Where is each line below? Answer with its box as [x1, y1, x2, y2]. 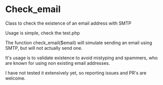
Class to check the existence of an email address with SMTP [5, 20, 132, 26]
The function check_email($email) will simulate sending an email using [5, 39, 152, 46]
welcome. [5, 75, 26, 81]
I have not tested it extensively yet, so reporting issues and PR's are [5, 69, 147, 76]
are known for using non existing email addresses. [5, 60, 110, 66]
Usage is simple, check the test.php [5, 30, 80, 36]
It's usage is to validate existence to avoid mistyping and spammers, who [5, 54, 158, 61]
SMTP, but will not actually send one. [5, 45, 83, 51]
